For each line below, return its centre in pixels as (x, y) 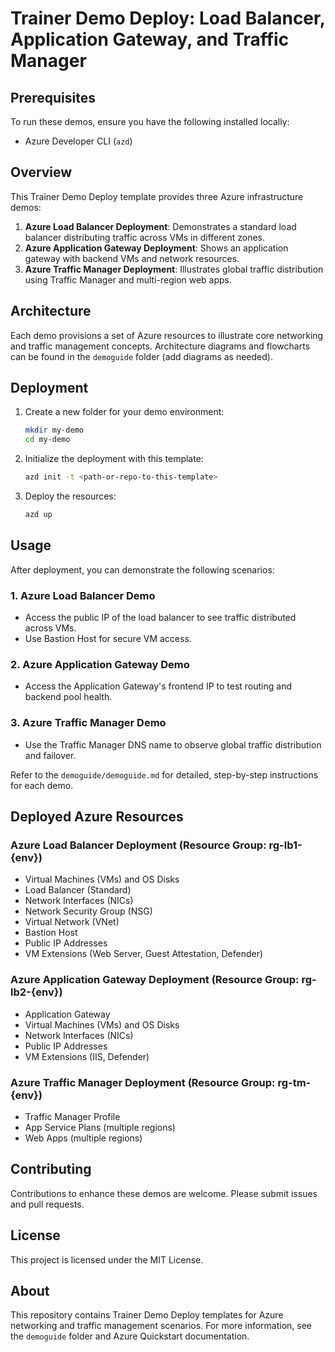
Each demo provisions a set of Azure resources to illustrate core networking (167, 335)
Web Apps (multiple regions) (83, 1138)
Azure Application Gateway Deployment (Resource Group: (155, 980)
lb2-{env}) (36, 992)
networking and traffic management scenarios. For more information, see (161, 1326)
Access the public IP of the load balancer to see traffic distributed (160, 618)
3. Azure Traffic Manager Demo (88, 723)
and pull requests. (47, 1204)
